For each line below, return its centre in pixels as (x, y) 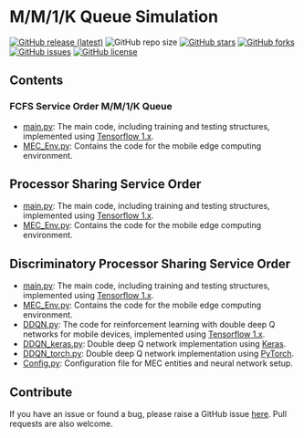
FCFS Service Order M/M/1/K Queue (91, 107)
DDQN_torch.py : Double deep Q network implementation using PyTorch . (158, 354)
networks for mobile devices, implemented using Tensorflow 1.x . (144, 334)
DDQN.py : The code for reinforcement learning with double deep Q (149, 325)
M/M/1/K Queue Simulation (114, 17)
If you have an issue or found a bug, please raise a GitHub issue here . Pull (148, 414)
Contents (37, 81)
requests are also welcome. (61, 424)
